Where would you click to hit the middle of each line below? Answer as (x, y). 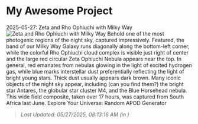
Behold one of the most (136, 33)
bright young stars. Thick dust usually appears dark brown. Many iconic (94, 78)
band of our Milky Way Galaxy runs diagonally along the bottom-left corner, (98, 46)
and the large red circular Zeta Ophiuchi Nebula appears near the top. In (94, 59)
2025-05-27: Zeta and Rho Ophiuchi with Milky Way (69, 27)
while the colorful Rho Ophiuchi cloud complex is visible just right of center (98, 52)
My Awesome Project (59, 11)
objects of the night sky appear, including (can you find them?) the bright (95, 84)
